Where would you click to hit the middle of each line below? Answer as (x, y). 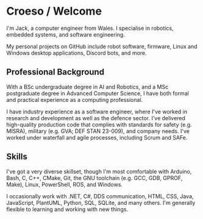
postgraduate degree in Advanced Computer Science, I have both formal (98, 93)
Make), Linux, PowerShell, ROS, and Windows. (65, 184)
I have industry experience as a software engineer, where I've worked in (97, 112)
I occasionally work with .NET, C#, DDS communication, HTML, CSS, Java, (100, 196)
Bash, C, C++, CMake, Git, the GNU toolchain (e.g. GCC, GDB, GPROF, (94, 178)
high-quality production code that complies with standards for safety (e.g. (99, 124)
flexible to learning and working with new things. (67, 209)
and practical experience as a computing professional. (75, 99)
